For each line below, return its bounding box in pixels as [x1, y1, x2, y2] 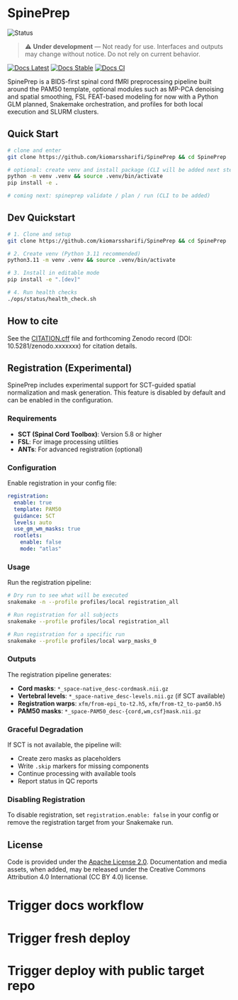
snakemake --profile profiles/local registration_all [7, 617, 170, 625]
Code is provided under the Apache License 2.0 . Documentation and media [7, 857, 227, 867]
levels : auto [13, 519, 52, 526]
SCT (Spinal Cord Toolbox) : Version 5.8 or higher [17, 429, 162, 438]
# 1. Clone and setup [7, 231, 72, 238]
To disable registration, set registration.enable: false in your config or [7, 811, 220, 819]
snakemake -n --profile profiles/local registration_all [7, 598, 179, 606]
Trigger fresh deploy [7, 930, 131, 946]
